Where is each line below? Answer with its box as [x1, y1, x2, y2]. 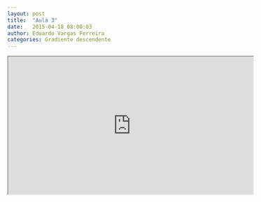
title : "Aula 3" [7, 17, 58, 24]
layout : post [7, 10, 45, 17]
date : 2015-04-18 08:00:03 [7, 23, 92, 30]
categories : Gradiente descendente [7, 36, 111, 43]
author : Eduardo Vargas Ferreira [7, 29, 105, 37]
